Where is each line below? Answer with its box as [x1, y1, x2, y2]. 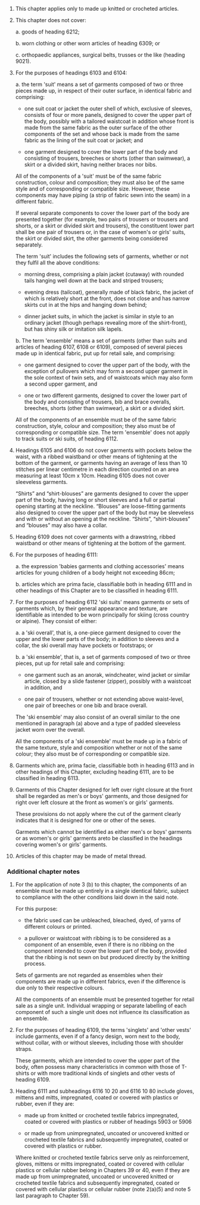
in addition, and [24, 684, 62, 691]
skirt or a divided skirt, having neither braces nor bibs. [24, 161, 157, 168]
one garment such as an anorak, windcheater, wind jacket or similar [24, 671, 190, 678]
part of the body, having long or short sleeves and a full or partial [15, 497, 175, 503]
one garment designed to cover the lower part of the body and [24, 149, 178, 155]
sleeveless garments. [15, 479, 68, 485]
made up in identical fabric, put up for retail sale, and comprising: [15, 350, 176, 357]
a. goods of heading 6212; [15, 28, 80, 35]
